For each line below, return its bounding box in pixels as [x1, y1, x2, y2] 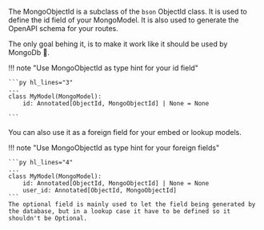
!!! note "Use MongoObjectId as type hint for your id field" [8, 63, 198, 73]
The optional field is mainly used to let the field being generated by [8, 200, 256, 208]
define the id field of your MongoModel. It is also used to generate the [8, 15, 239, 25]
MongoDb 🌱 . [8, 48, 50, 57]
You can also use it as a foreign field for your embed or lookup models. [8, 128, 242, 137]
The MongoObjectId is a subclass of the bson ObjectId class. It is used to [8, 7, 248, 16]
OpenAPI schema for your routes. [8, 24, 118, 33]
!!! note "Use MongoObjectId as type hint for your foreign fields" [8, 143, 220, 153]
